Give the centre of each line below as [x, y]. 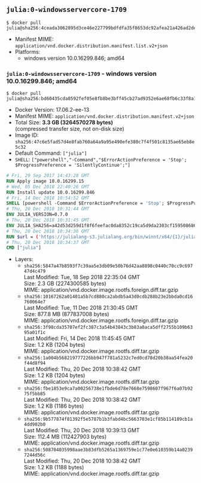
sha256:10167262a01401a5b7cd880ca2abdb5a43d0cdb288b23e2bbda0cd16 [108, 297]
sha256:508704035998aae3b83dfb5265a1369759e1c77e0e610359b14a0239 [108, 450]
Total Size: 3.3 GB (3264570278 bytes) [64, 123]
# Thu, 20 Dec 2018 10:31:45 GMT [48, 220]
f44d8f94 [35, 363]
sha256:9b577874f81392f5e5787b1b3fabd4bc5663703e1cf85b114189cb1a [108, 419]
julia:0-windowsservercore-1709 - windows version [81, 74]
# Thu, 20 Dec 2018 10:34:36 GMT [48, 231]
